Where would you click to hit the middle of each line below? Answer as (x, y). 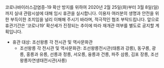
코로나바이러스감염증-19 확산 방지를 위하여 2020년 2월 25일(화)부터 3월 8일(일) (82, 7)
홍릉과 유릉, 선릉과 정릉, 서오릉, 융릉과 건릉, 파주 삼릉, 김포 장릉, (88, 54)
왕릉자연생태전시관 (38, 60)
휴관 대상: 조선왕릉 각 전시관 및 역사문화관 (52, 42)
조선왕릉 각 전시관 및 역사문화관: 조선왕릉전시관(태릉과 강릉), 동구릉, (85, 48)
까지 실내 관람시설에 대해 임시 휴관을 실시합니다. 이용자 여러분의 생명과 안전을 (80, 13)
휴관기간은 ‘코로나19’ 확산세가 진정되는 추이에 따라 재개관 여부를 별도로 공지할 (80, 25)
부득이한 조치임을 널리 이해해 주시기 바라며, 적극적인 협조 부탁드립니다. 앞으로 (85, 19)
